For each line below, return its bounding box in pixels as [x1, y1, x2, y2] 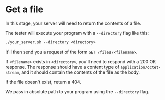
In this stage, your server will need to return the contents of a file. [5, 20, 141, 26]
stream [5, 70, 19, 75]
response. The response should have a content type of [5, 64, 120, 70]
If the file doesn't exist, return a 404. [5, 79, 82, 85]
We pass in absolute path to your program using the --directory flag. [5, 88, 150, 94]
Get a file [5, 4, 44, 15]
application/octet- [120, 65, 161, 70]
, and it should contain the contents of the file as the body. [18, 69, 140, 75]
